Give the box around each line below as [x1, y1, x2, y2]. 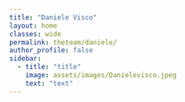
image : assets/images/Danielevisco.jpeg [25, 71, 177, 80]
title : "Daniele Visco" [9, 12, 98, 22]
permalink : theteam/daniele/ [9, 37, 117, 47]
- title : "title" [17, 63, 82, 72]
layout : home [9, 21, 58, 30]
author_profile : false [9, 46, 93, 55]
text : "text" [25, 79, 74, 88]
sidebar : [9, 54, 42, 63]
